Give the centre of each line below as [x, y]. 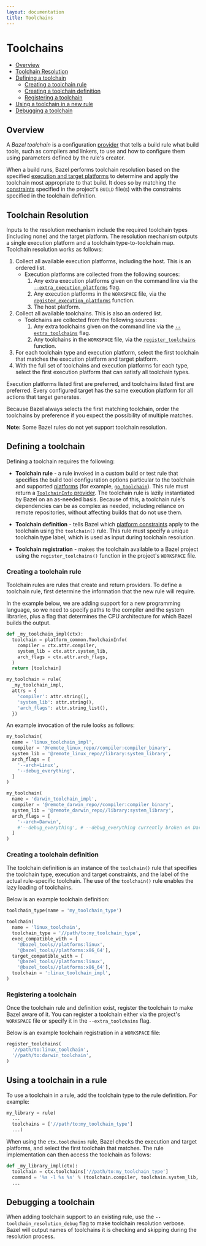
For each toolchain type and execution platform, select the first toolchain [107, 353]
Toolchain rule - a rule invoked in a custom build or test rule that [97, 473]
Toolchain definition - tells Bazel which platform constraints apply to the [107, 524]
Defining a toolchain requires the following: [61, 461]
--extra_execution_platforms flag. [77, 287]
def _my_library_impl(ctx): [42, 1166]
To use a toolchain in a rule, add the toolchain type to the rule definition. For [102, 1095]
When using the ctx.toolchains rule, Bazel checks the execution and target [102, 1142]
